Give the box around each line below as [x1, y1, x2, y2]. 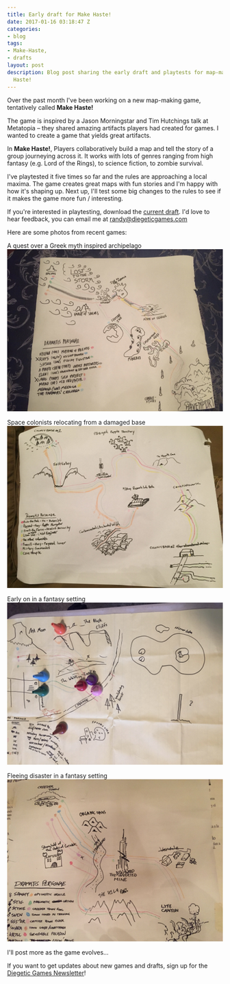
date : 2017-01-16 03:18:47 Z [7, 18, 90, 25]
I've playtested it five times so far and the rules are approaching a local [7, 172, 207, 180]
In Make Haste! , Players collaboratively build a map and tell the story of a [7, 144, 214, 152]
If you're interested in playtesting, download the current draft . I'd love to [7, 207, 210, 215]
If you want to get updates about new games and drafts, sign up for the [7, 961, 208, 970]
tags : [7, 40, 23, 47]
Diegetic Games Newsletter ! [7, 968, 86, 977]
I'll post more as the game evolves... [7, 948, 109, 957]
